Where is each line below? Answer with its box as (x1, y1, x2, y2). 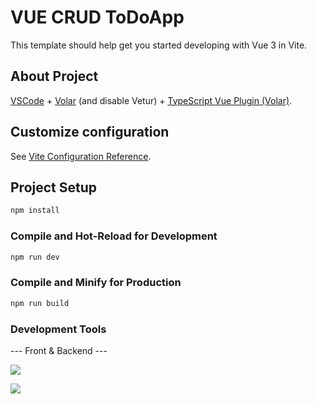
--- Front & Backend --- (10, 344, 108, 356)
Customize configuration (10, 124, 170, 141)
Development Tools (10, 322, 107, 336)
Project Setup (10, 179, 98, 196)
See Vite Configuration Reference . (10, 150, 152, 162)
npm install (10, 206, 60, 216)
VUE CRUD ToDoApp (10, 6, 185, 29)
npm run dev (10, 252, 60, 262)
